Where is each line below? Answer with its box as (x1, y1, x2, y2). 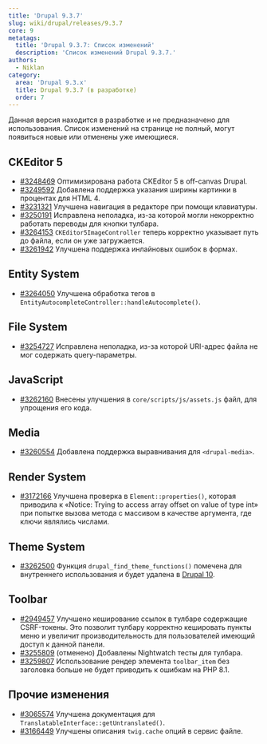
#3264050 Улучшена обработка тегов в (19, 288, 155, 298)
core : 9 (8, 26, 34, 34)
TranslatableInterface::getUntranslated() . (19, 718, 166, 727)
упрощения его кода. (19, 402, 92, 412)
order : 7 (15, 93, 45, 101)
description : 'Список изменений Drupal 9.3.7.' (15, 49, 177, 57)
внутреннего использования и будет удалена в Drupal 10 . (19, 569, 215, 579)
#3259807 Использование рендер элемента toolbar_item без (19, 656, 230, 666)
